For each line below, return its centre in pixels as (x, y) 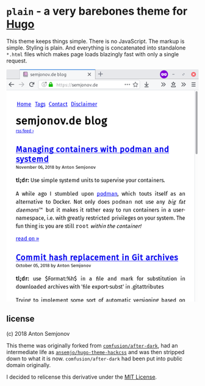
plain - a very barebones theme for (97, 11)
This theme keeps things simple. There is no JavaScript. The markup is (95, 41)
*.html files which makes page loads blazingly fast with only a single (92, 54)
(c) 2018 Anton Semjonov (38, 333)
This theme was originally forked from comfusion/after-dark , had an (92, 345)
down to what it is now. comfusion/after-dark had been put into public (95, 358)
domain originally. (29, 365)
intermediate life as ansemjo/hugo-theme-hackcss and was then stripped (95, 352)
